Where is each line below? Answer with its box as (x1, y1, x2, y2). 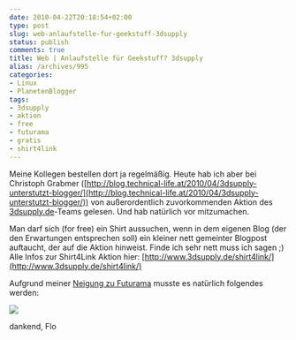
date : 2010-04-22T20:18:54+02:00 (9, 12, 133, 22)
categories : (9, 71, 53, 79)
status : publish (9, 37, 69, 47)
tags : (9, 94, 29, 104)
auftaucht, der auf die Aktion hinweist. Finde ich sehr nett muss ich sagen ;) (9, 242, 285, 253)
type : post (9, 21, 49, 30)
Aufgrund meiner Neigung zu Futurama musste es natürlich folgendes (9, 277, 263, 288)
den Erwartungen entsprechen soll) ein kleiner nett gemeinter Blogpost (9, 232, 268, 243)
